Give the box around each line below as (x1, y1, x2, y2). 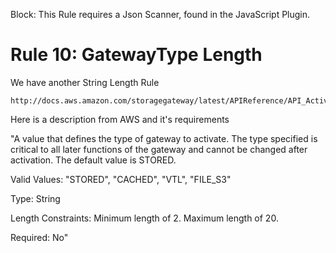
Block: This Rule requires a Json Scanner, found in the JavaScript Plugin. (10, 9, 311, 20)
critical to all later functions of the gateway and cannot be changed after (10, 143, 308, 155)
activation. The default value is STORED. (10, 154, 177, 166)
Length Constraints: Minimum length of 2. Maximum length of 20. (10, 212, 279, 224)
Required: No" (10, 231, 69, 243)
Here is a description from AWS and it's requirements (10, 113, 230, 125)
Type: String (10, 192, 61, 204)
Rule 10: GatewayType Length (10, 44, 263, 66)
